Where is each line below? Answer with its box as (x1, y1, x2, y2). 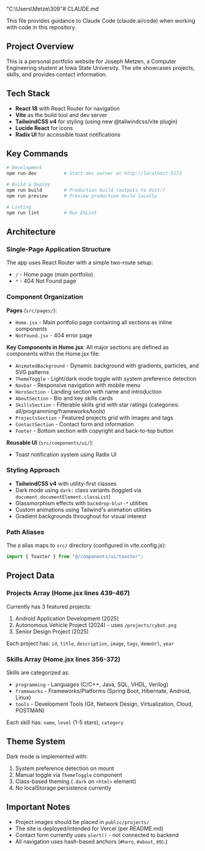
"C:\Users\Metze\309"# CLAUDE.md (6, 6, 99, 12)
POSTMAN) (15, 707, 45, 714)
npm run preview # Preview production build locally (6, 193, 157, 199)
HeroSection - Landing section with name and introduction (15, 387, 162, 395)
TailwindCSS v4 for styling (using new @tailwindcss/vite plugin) (15, 118, 178, 125)
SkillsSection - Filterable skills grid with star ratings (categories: (15, 401, 179, 408)
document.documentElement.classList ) (15, 493, 111, 500)
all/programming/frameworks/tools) (15, 407, 105, 414)
